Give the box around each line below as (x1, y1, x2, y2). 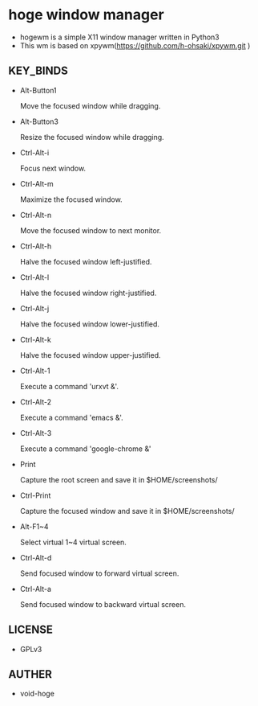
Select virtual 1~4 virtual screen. (19, 537, 127, 547)
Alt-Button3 (19, 117, 58, 126)
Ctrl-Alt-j (19, 303, 50, 313)
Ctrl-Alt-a (19, 584, 52, 593)
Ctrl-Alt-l (19, 272, 50, 282)
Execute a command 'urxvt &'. (19, 381, 119, 391)
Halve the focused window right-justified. (19, 288, 157, 298)
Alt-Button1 (19, 85, 58, 95)
